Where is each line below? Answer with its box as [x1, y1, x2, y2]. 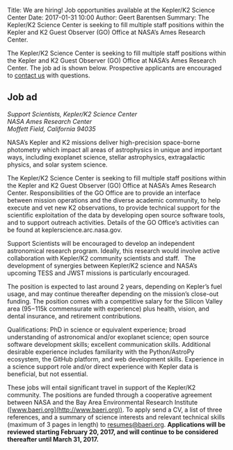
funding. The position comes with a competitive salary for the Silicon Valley [7, 297, 223, 305]
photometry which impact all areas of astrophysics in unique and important [7, 146, 223, 154]
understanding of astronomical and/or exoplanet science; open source [7, 332, 209, 341]
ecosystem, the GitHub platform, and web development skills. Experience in [7, 355, 225, 363]
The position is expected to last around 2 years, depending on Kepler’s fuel [7, 282, 223, 290]
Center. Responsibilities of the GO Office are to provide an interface [7, 188, 201, 197]
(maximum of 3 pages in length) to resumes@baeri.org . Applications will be [7, 420, 226, 428]
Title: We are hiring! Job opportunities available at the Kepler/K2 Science [7, 6, 216, 14]
